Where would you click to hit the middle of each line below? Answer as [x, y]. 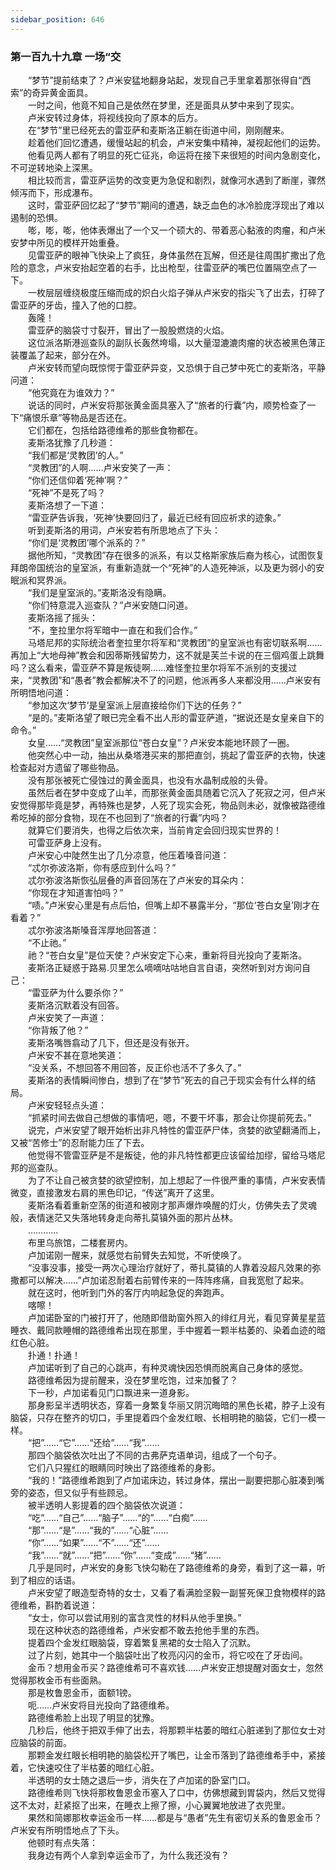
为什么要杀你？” [91, 992]
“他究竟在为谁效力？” [71, 392]
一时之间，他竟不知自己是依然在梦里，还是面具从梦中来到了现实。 [163, 105]
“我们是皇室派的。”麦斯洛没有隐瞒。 [99, 592]
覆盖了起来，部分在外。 [67, 355]
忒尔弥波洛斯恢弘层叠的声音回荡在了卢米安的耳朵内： [137, 880]
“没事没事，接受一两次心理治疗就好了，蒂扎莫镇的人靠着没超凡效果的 [170, 1267]
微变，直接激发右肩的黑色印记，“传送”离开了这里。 [115, 1192]
